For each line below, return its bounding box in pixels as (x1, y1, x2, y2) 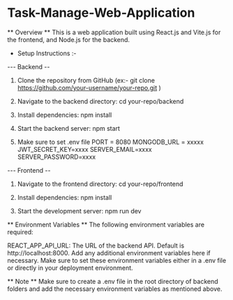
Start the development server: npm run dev (17, 206, 142, 215)
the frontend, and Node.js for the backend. (7, 35, 130, 43)
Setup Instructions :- (17, 49, 77, 57)
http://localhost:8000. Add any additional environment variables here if (7, 248, 211, 257)
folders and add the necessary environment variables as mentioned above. (7, 285, 223, 293)
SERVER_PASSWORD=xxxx (17, 152, 96, 161)
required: (7, 227, 33, 236)
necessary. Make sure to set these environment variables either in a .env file (7, 256, 227, 264)
